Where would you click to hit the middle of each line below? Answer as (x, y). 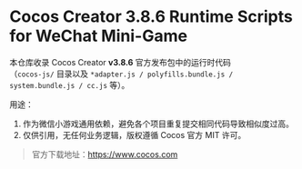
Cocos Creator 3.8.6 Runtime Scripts (151, 17)
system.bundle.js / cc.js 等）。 (70, 84)
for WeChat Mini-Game (99, 36)
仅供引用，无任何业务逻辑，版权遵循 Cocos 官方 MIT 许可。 (134, 134)
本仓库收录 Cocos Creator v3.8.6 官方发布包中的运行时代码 (121, 62)
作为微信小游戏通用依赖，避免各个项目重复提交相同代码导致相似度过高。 (158, 124)
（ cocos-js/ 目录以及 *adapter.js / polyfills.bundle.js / (121, 74)
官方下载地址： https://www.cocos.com (105, 154)
